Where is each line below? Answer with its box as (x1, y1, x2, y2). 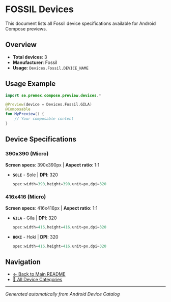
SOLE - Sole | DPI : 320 (12, 172, 59, 178)
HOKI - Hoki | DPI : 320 (12, 233, 59, 240)
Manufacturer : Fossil (12, 59, 58, 65)
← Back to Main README (12, 271, 66, 277)
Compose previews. (5, 25, 47, 31)
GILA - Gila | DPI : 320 (12, 215, 57, 221)
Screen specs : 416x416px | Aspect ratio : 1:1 (5, 205, 98, 211)
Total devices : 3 (12, 54, 47, 60)
